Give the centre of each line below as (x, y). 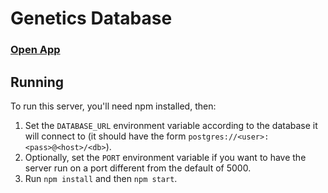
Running (37, 82)
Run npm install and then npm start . (101, 178)
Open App (35, 50)
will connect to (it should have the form (105, 136)
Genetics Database (91, 18)
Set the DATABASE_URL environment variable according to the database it (171, 125)
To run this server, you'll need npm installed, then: (113, 106)
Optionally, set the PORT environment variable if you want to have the (165, 157)
